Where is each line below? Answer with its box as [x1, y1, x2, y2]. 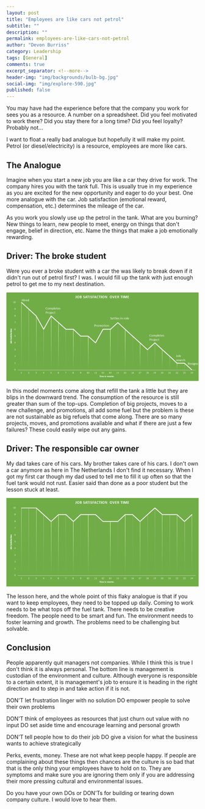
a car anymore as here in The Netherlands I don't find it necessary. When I [6, 466, 194, 473]
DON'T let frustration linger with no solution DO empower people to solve [6, 696, 190, 704]
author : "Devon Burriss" [6, 42, 70, 48]
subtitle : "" [6, 23, 40, 29]
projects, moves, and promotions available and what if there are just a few [6, 419, 192, 426]
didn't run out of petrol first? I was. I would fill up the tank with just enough [6, 273, 193, 281]
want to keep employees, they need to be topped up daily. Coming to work [6, 599, 194, 606]
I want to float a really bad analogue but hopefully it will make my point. [6, 136, 185, 143]
